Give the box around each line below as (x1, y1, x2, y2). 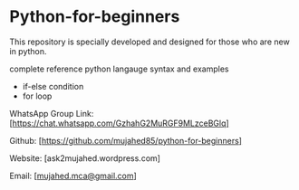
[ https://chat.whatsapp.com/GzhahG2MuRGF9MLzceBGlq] (9, 118, 229, 128)
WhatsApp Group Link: (9, 108, 94, 119)
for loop (22, 90, 53, 101)
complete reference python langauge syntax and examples (9, 63, 229, 74)
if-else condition (22, 81, 84, 91)
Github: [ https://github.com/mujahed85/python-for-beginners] (9, 135, 243, 146)
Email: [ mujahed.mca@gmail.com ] (9, 170, 138, 181)
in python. (9, 45, 47, 56)
